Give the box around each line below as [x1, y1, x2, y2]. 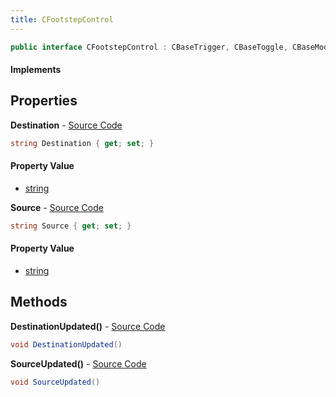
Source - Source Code [10, 201, 104, 213]
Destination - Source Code [10, 119, 123, 131]
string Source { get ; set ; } [10, 221, 132, 231]
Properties [10, 92, 78, 110]
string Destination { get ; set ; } [10, 138, 155, 148]
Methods [10, 294, 68, 311]
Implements [10, 64, 62, 76]
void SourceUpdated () [10, 377, 101, 387]
